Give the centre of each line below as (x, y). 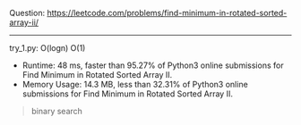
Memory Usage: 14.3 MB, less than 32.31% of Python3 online (135, 84)
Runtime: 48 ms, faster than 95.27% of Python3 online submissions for (153, 65)
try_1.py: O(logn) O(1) (47, 48)
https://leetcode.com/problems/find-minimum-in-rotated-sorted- (167, 13)
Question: (27, 13)
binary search (57, 111)
